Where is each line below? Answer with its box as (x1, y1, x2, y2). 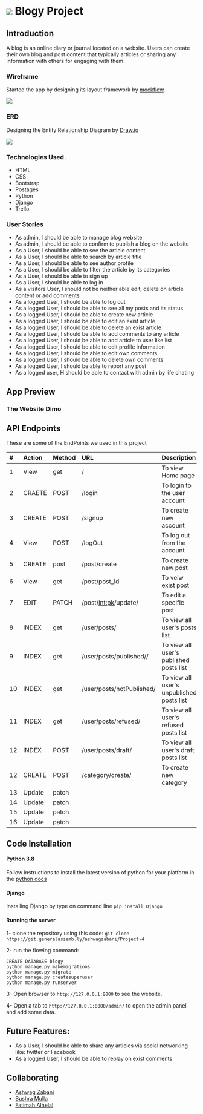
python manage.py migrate (6, 969, 71, 975)
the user (161, 489, 185, 497)
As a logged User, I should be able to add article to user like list (14, 337, 172, 344)
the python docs (6, 875, 47, 882)
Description (161, 454, 196, 462)
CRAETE (23, 489, 47, 497)
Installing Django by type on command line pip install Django (6, 903, 163, 910)
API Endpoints (6, 423, 61, 433)
